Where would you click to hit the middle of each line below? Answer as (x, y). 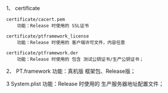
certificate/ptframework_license (48, 36)
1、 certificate (23, 8)
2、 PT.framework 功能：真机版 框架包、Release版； (71, 71)
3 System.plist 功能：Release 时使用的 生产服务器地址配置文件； (85, 84)
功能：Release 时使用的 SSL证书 (53, 26)
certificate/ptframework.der (42, 53)
